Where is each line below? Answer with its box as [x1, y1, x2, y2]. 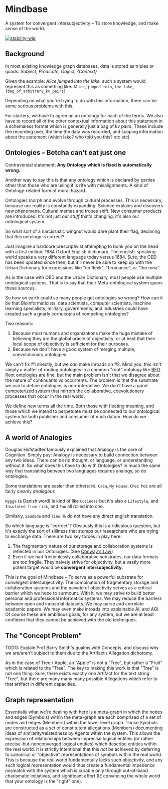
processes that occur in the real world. [5, 393, 85, 399]
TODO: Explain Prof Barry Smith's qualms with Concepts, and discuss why [5, 645, 159, 651]
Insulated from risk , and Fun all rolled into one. [5, 503, 104, 510]
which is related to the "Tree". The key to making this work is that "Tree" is [5, 665, 159, 671]
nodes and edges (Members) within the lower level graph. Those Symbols [5, 720, 158, 725]
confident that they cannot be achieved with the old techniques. [5, 617, 137, 623]
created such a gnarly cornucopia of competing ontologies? [5, 310, 129, 317]
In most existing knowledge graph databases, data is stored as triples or [5, 63, 154, 69]
